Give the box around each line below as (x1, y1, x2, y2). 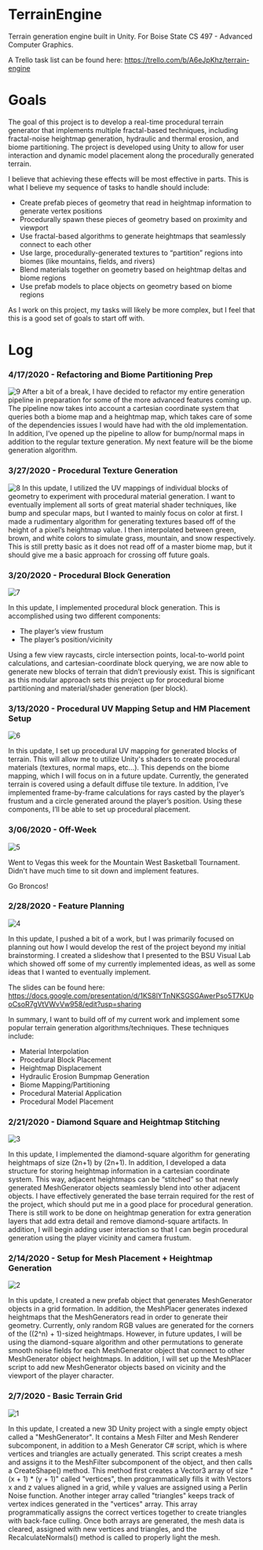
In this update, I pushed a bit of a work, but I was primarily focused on (8, 934, 235, 943)
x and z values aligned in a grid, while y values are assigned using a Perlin (8, 1482, 248, 1492)
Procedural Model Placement (19, 1097, 114, 1106)
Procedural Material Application (19, 1088, 122, 1097)
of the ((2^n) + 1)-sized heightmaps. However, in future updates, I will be (8, 1329, 242, 1339)
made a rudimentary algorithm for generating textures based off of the (8, 516, 236, 526)
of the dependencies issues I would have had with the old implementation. (8, 420, 249, 430)
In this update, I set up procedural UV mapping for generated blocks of (8, 746, 237, 756)
